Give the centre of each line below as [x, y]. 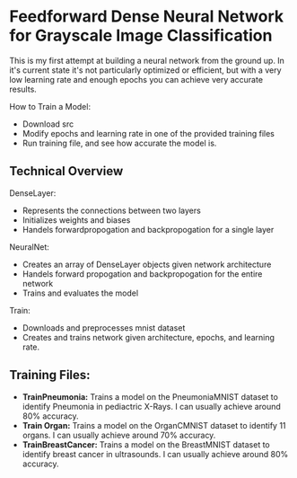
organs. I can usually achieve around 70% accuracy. [119, 435]
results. [23, 89]
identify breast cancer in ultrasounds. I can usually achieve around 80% [155, 454]
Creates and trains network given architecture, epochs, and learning [148, 337]
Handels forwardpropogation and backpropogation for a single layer [148, 229]
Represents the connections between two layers [112, 210]
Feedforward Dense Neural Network [147, 17]
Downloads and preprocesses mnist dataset [104, 328]
